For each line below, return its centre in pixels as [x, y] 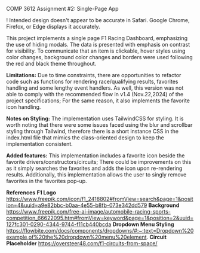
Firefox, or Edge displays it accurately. [53, 27]
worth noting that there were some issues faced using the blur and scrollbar [99, 125]
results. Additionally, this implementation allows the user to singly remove [96, 175]
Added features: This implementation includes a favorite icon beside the [96, 156]
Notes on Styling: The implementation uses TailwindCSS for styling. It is [95, 118]
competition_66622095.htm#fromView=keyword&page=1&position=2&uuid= [100, 218]
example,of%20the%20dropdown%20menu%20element [77, 237]
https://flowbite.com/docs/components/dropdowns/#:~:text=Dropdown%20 [100, 231]
